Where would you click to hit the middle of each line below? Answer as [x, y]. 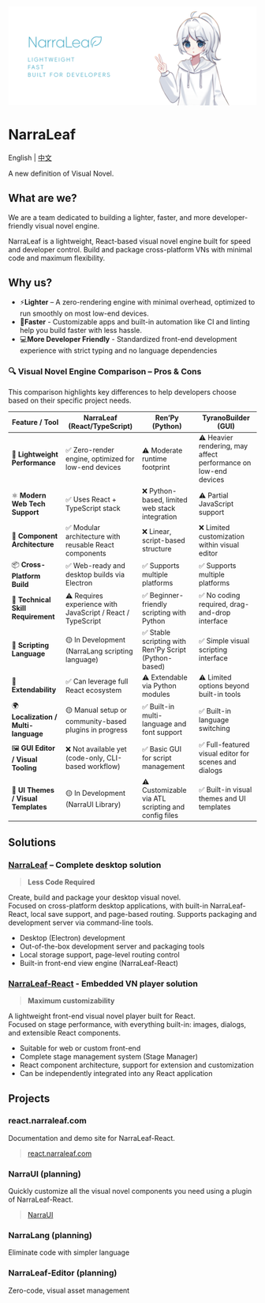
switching [214, 728]
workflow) [104, 766]
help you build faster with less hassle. [80, 331]
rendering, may [223, 446]
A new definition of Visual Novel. [61, 173]
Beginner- [166, 596]
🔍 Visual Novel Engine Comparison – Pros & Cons [105, 372]
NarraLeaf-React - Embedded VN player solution [103, 983]
